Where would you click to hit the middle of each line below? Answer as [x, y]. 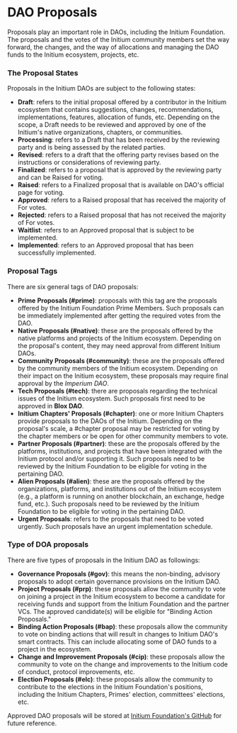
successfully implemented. [57, 253]
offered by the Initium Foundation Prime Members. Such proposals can [121, 308]
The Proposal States [43, 73]
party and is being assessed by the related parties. [92, 147]
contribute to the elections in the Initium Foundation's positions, [110, 687]
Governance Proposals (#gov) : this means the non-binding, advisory [119, 573]
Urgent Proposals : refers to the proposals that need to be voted [111, 519]
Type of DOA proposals [48, 544]
